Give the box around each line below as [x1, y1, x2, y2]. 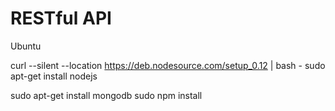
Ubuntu [10, 40, 42, 52]
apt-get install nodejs [10, 70, 98, 82]
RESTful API [10, 7, 112, 30]
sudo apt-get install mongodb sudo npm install [10, 89, 203, 101]
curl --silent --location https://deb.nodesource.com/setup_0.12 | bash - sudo [10, 59, 326, 71]
